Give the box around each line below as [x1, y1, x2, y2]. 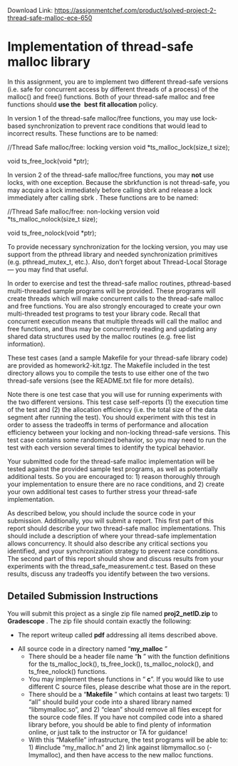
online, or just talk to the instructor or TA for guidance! [28, 727, 187, 736]
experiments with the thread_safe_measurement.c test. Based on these [7, 562, 216, 570]
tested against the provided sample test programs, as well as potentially [7, 464, 219, 473]
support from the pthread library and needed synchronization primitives [7, 250, 218, 258]
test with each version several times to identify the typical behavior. [7, 443, 206, 452]
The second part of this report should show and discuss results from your [7, 554, 224, 563]
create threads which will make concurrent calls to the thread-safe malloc [7, 294, 224, 303]
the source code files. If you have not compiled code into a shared [28, 712, 223, 721]
